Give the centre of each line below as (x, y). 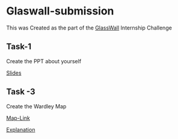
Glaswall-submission (60, 11)
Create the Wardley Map (36, 106)
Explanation (21, 129)
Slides (14, 73)
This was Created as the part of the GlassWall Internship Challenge (89, 28)
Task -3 (21, 92)
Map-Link (18, 118)
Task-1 (19, 47)
